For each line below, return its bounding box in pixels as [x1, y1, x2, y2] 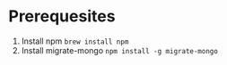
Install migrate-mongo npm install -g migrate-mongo [21, 45, 219, 55]
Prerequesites [8, 6, 116, 27]
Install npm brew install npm [21, 36, 129, 46]
